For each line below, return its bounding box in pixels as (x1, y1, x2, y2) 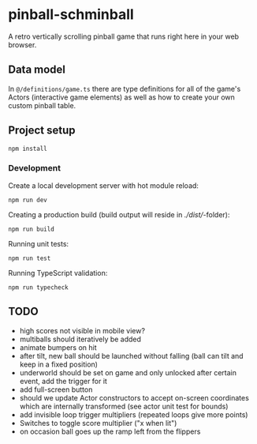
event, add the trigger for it (19, 376, 108, 386)
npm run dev (8, 196, 47, 204)
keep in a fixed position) (19, 359, 99, 369)
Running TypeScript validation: (8, 268, 108, 277)
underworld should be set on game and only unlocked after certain (19, 367, 237, 377)
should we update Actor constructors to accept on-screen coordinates (19, 393, 250, 402)
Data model (8, 63, 65, 77)
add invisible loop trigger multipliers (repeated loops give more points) (19, 409, 248, 420)
